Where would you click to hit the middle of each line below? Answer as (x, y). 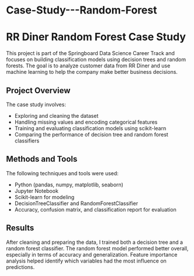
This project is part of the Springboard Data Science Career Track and (91, 53)
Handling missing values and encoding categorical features (86, 122)
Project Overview (38, 91)
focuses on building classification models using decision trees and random (96, 60)
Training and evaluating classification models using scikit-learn (90, 128)
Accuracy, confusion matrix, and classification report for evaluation (95, 209)
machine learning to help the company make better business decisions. (92, 72)
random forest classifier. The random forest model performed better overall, (97, 248)
